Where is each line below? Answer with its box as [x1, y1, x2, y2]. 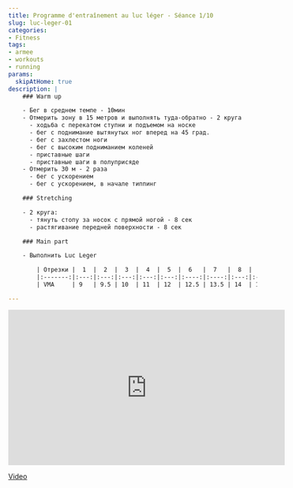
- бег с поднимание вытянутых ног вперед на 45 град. [28, 129, 211, 137]
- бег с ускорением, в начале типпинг [28, 180, 157, 188]
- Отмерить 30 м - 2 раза [22, 165, 108, 174]
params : [8, 70, 34, 78]
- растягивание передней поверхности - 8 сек [28, 223, 182, 231]
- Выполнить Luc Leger [22, 252, 97, 260]
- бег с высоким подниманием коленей [28, 143, 154, 151]
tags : [8, 41, 26, 49]
